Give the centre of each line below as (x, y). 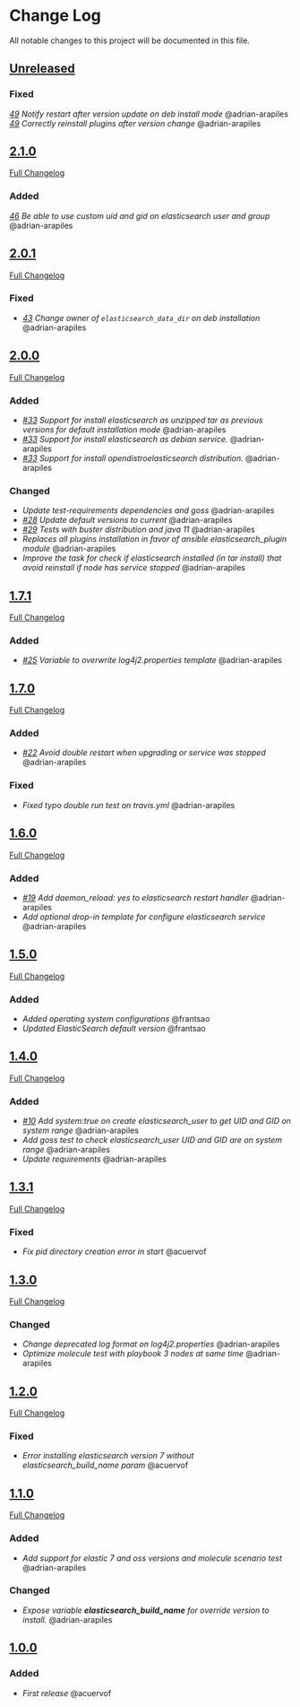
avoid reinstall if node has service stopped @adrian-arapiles (134, 568)
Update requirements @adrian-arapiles (94, 1159)
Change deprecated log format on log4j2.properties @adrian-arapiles (151, 1344)
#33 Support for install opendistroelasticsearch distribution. (133, 457)
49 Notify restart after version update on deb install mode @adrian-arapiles (149, 114)
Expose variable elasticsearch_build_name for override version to (146, 1610)
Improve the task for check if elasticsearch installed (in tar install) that (152, 558)
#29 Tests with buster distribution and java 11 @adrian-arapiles (138, 529)
